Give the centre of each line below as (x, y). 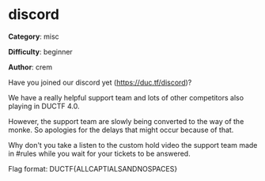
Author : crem (30, 67)
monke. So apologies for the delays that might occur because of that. (121, 130)
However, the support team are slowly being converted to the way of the (126, 121)
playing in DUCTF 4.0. (44, 106)
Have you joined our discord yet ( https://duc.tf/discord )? (100, 82)
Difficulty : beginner (40, 51)
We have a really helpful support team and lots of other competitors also (126, 97)
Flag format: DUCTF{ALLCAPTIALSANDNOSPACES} (93, 168)
